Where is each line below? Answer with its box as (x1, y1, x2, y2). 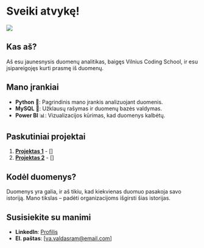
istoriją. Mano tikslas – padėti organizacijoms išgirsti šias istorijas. (6, 194, 171, 202)
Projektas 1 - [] (15, 147, 54, 155)
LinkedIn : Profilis (15, 229, 58, 235)
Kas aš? (6, 41, 37, 52)
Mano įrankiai (6, 82, 59, 93)
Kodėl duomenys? (6, 172, 77, 182)
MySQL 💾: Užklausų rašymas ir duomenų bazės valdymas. (15, 105, 163, 112)
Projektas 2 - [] (15, 154, 54, 161)
